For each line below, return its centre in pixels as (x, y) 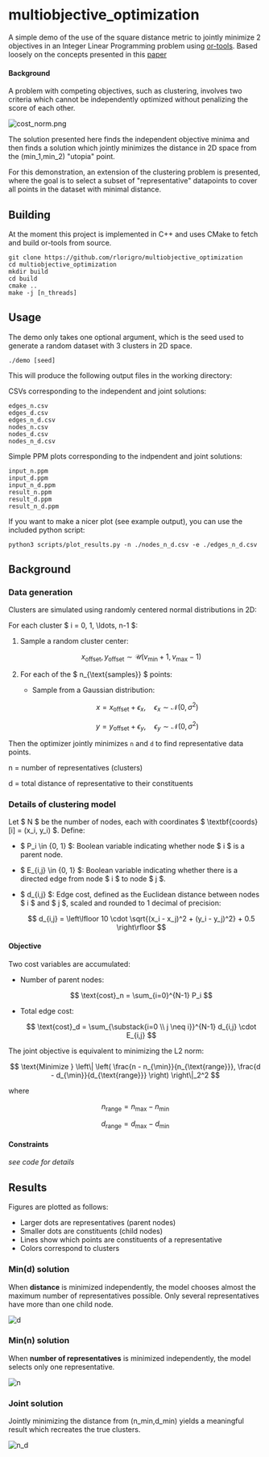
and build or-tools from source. (60, 242)
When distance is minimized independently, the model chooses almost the (132, 1287)
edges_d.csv (28, 413)
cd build (23, 279)
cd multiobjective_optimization (62, 264)
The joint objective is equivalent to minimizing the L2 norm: (106, 1051)
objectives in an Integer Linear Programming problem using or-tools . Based (133, 45)
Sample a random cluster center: (74, 641)
